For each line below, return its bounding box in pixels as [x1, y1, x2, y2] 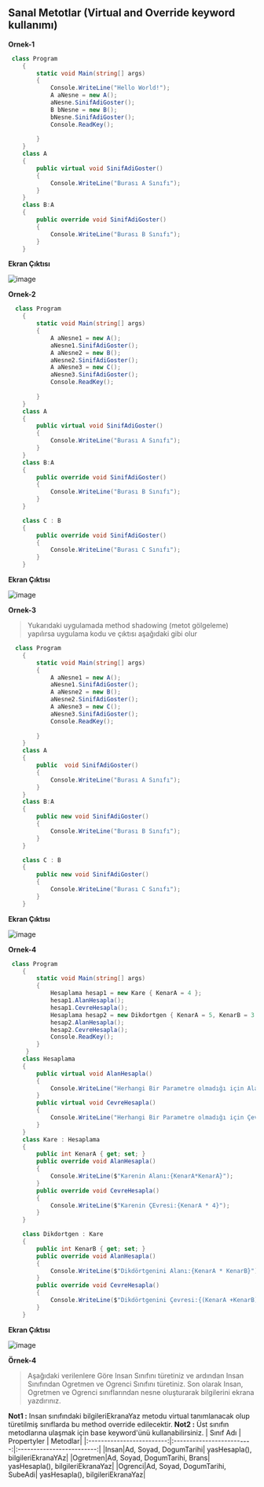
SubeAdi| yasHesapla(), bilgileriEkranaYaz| [8, 1470, 146, 1479]
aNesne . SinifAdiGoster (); [49, 98, 135, 107]
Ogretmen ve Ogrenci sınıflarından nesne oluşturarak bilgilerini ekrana [27, 1387, 255, 1396]
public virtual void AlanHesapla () [36, 1070, 153, 1078]
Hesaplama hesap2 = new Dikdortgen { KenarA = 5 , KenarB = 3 [49, 1011, 255, 1019]
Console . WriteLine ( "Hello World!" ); [49, 84, 170, 92]
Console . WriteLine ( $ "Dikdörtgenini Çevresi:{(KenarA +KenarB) [49, 1297, 258, 1304]
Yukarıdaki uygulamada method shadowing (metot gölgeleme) [27, 621, 229, 631]
